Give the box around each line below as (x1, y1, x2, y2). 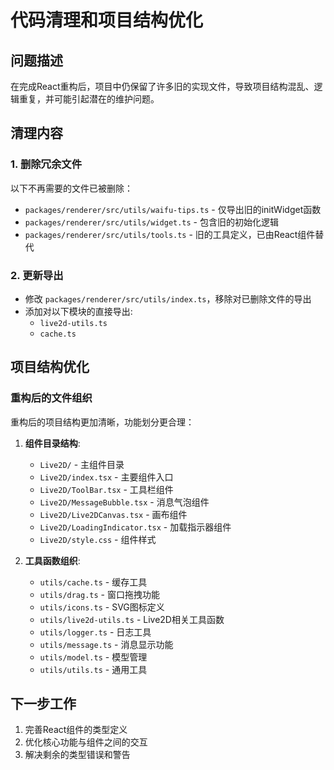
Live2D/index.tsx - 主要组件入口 (39, 471, 174, 483)
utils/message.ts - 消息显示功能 (39, 638, 174, 650)
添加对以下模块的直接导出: (24, 305, 133, 317)
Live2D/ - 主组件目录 (39, 458, 125, 470)
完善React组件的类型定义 (24, 724, 128, 736)
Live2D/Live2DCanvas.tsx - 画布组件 (39, 508, 188, 520)
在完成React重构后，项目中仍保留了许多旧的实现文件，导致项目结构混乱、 (10, 81, 315, 92)
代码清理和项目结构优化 (10, 9, 204, 32)
